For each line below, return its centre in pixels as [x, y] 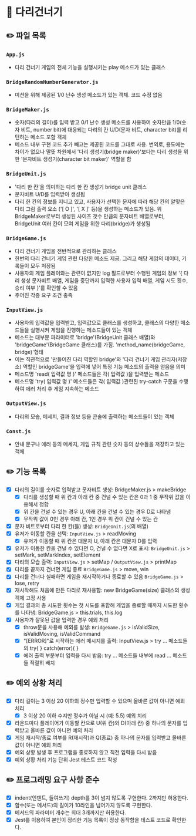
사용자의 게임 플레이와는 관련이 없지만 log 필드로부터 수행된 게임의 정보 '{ [99, 273]
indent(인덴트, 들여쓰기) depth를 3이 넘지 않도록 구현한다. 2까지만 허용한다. [102, 798]
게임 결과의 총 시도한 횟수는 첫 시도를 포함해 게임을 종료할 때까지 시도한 [96, 605]
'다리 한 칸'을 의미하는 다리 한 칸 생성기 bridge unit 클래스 [81, 187]
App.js [16, 54]
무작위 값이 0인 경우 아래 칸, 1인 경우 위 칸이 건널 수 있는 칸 [91, 519]
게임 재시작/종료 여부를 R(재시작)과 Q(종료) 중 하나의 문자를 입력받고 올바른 [100, 737]
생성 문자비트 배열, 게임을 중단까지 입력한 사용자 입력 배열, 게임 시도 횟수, [104, 281]
